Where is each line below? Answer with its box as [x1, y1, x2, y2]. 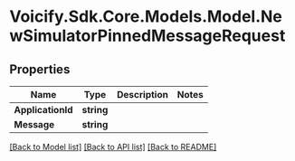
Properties [9, 62, 71, 77]
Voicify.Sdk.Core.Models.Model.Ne [9, 6, 283, 27]
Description [117, 89, 169, 100]
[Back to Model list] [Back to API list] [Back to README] [9, 142, 217, 152]
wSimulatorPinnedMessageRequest [9, 25, 286, 46]
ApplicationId [14, 104, 74, 116]
